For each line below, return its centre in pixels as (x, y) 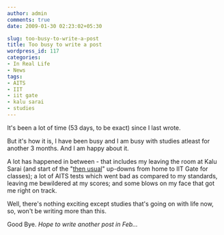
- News (16, 70)
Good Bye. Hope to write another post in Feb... (72, 224)
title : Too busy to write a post (55, 45)
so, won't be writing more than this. (57, 211)
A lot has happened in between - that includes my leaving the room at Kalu (112, 161)
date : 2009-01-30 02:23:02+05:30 (55, 26)
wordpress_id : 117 (33, 51)
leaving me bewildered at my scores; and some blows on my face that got (111, 183)
